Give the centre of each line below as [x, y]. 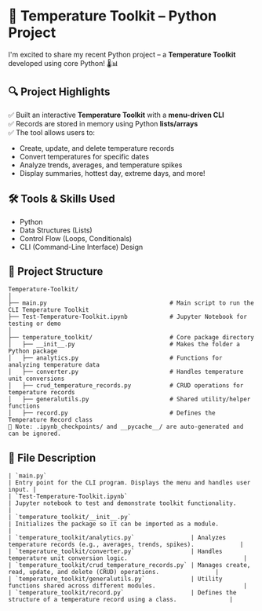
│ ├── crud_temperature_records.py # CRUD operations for [126, 386]
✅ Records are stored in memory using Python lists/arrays [103, 123]
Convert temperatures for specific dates [84, 156]
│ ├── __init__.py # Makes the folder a [124, 345]
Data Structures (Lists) [56, 230]
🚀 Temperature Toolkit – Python [113, 16]
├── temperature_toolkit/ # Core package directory [131, 338]
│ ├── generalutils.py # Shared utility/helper [129, 400]
